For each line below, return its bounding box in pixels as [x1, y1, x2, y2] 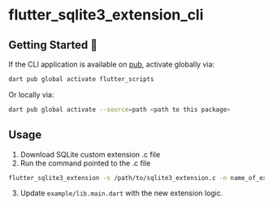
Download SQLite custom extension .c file [19, 149, 161, 159]
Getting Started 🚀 [8, 38, 98, 52]
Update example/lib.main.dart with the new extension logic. [19, 188, 223, 198]
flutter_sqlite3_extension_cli [8, 6, 204, 24]
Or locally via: [8, 89, 54, 99]
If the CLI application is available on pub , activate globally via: [8, 59, 215, 69]
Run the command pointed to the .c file [19, 158, 151, 168]
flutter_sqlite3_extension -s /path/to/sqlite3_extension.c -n [8, 174, 227, 182]
